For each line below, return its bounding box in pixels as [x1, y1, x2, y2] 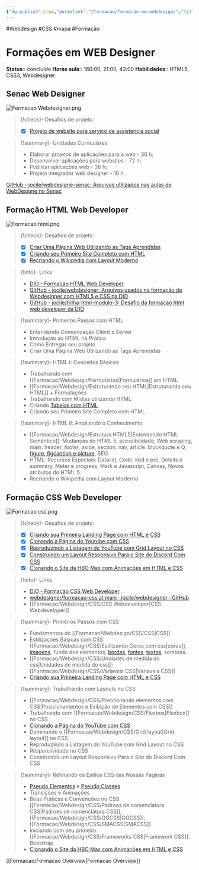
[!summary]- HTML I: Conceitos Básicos [20, 359, 119, 366]
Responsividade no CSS [29, 747, 89, 754]
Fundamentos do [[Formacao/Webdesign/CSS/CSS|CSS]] [29, 629, 171, 636]
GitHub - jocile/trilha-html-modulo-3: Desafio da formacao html [29, 299, 185, 306]
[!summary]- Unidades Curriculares [20, 139, 108, 146]
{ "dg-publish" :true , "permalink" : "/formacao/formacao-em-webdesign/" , [6, 8, 182, 15]
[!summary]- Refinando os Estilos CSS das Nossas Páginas [20, 771, 165, 778]
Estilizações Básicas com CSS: [29, 636, 105, 643]
